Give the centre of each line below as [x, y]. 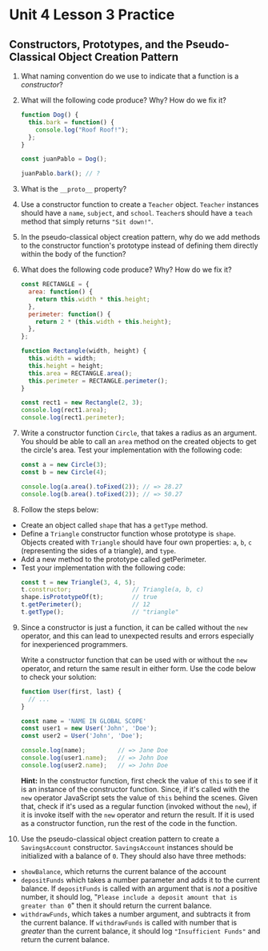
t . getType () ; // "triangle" [100, 612]
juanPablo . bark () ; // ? [60, 174]
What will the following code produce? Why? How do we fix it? [123, 100]
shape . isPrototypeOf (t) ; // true [89, 597]
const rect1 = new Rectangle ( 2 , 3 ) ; [82, 403]
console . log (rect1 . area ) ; [64, 411]
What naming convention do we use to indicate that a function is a [130, 76]
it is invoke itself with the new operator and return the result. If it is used [137, 815]
